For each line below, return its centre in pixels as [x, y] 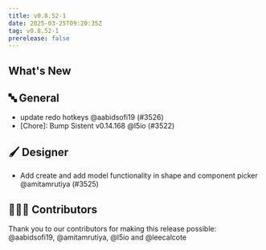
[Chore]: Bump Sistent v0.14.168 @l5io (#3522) [97, 126]
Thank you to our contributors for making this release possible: [113, 229]
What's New [40, 70]
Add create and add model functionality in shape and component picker [139, 176]
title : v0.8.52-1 [37, 16]
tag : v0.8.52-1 [34, 31]
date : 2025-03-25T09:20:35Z [55, 23]
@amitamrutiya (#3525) [59, 184]
